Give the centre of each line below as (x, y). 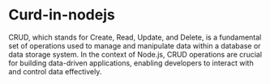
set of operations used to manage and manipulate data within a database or (135, 45)
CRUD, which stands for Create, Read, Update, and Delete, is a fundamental (135, 37)
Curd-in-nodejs (62, 15)
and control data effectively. (55, 71)
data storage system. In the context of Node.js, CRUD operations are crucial (135, 54)
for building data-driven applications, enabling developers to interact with (131, 63)
